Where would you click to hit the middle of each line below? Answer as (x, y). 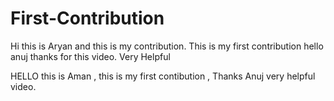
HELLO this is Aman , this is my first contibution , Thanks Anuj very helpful (163, 76)
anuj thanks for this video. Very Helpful (90, 56)
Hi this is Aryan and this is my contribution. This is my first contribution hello (167, 46)
